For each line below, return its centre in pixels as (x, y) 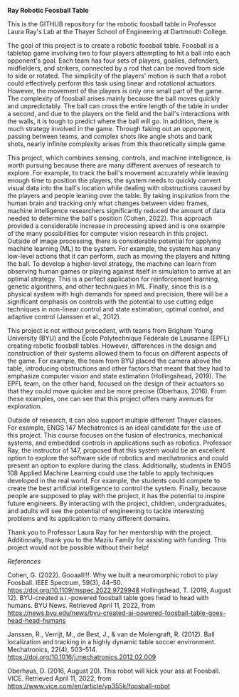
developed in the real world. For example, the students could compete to (114, 481)
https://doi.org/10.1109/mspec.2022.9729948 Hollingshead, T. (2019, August (119, 590)
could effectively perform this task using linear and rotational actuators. (112, 83)
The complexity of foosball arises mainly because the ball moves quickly (114, 98)
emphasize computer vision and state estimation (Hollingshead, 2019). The (117, 376)
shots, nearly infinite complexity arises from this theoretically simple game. (117, 144)
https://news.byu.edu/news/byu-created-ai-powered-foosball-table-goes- (117, 613)
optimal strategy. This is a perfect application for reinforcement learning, (113, 279)
